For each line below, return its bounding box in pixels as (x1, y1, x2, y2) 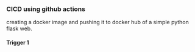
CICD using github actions (6, 5, 85, 13)
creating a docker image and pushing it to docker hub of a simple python (6, 19, 189, 26)
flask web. (6, 25, 32, 32)
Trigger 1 (6, 39, 29, 46)
